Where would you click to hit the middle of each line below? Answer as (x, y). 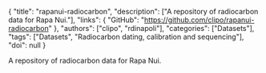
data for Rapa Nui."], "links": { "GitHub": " (77, 20)
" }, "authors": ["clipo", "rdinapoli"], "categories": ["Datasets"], (151, 28)
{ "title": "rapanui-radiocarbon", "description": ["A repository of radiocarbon (133, 12)
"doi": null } (27, 45)
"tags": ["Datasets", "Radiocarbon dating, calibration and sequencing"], (126, 36)
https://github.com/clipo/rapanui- (199, 20)
